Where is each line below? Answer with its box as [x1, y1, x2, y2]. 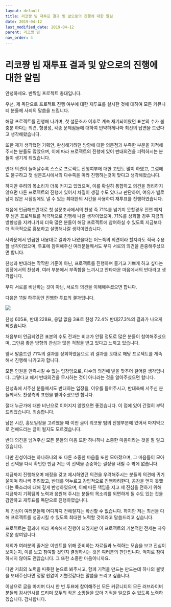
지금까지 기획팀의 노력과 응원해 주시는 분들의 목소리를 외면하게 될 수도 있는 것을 [5, 490, 163, 497]
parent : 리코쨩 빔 [5, 30, 40, 35]
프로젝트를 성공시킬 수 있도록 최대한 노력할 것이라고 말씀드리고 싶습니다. [10, 514, 154, 520]
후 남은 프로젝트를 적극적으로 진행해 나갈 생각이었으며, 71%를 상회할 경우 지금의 [5, 213, 164, 219]
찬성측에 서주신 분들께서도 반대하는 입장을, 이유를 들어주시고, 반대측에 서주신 [5, 385, 158, 391]
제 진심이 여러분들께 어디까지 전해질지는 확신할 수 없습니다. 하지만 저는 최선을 [5, 508, 159, 514]
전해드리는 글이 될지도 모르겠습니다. [10, 426, 82, 432]
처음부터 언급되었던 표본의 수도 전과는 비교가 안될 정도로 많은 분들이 [5, 333, 140, 340]
